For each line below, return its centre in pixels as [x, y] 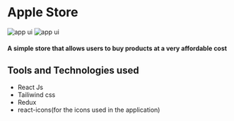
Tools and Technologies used [73, 70]
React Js [30, 87]
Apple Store [43, 12]
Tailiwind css [36, 95]
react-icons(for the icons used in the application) [89, 110]
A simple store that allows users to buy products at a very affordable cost [117, 48]
